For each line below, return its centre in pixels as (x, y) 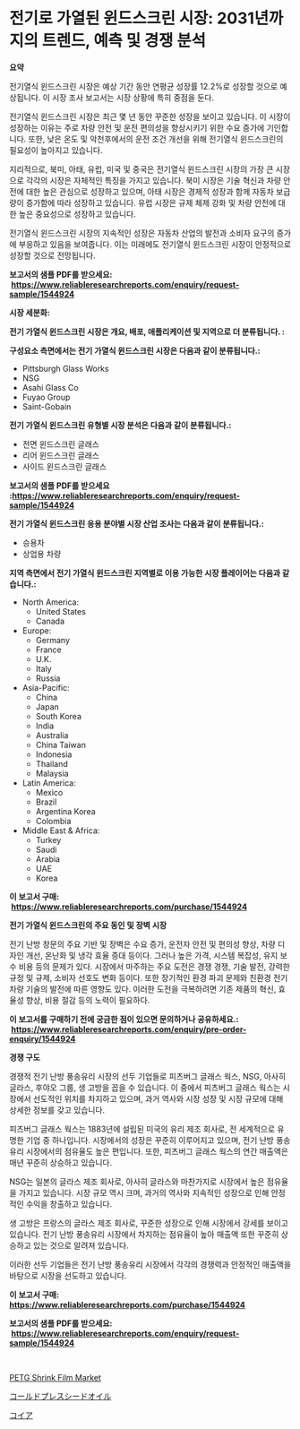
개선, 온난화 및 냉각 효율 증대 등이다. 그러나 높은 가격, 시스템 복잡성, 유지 (152, 955)
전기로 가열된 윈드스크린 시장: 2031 (132, 18)
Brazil (46, 802)
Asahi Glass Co (50, 387)
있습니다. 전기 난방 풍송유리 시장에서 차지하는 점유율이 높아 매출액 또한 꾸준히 (144, 1234)
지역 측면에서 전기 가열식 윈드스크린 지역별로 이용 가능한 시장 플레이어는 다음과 (145, 572)
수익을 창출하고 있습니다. (69, 1204)
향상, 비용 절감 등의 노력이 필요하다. (88, 1000)
